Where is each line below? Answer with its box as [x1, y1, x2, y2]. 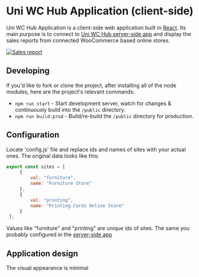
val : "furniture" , [30, 175, 76, 181]
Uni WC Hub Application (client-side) [6, 4, 194, 18]
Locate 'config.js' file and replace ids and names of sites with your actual [6, 146, 186, 153]
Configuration [6, 130, 60, 140]
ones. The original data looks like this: [6, 152, 100, 159]
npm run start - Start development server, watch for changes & [14, 100, 172, 107]
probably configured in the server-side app [6, 231, 112, 238]
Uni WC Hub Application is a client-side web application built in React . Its [6, 24, 186, 31]
